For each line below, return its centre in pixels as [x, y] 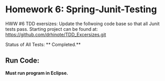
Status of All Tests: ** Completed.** [43, 44]
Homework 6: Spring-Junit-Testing [81, 9]
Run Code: [23, 61]
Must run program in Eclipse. [37, 73]
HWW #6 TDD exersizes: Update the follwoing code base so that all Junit [82, 24]
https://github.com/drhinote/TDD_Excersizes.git [56, 34]
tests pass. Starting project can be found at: [52, 29]
